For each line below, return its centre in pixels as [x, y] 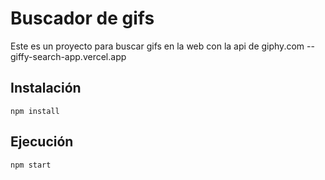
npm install [35, 111]
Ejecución [42, 142]
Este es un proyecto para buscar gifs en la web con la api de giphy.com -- [162, 46]
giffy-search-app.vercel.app [68, 56]
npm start [31, 165]
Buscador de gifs [82, 18]
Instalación [46, 88]
